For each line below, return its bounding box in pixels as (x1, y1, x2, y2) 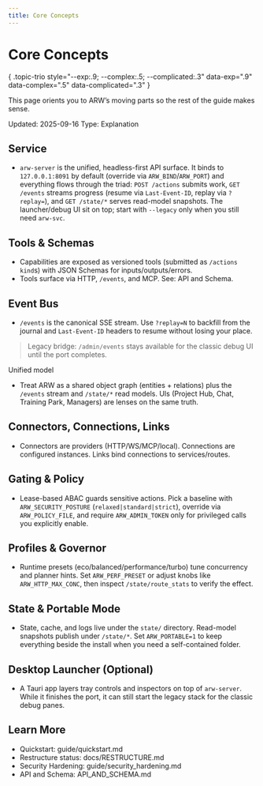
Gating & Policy (8, 472, 85, 486)
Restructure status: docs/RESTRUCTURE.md (19, 752, 165, 762)
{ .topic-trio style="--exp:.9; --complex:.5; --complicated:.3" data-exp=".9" (8, 72, 253, 81)
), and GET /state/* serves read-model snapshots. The (44, 197, 223, 206)
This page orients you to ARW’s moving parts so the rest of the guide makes (8, 96, 255, 105)
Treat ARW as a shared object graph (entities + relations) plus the (19, 381, 232, 389)
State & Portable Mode (8, 602, 120, 615)
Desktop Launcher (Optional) (8, 663, 154, 676)
